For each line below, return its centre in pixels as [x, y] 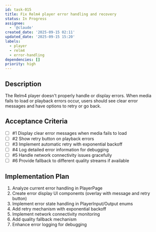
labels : [13, 42]
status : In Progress [26, 19]
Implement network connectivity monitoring [56, 214]
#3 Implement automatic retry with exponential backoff [67, 144]
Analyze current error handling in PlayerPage [57, 188]
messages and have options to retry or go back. [53, 106]
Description [23, 84]
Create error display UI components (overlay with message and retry [81, 193]
